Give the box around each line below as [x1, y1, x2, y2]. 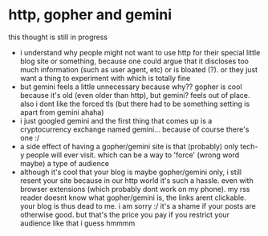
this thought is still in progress [8, 32, 108, 42]
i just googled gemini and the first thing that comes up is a [19, 116, 213, 125]
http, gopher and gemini [8, 6, 173, 24]
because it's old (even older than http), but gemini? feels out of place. [19, 90, 250, 100]
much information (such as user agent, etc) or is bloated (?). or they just [19, 64, 258, 74]
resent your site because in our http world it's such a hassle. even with [19, 175, 254, 185]
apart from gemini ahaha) [19, 107, 104, 117]
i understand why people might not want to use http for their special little [19, 47, 261, 57]
